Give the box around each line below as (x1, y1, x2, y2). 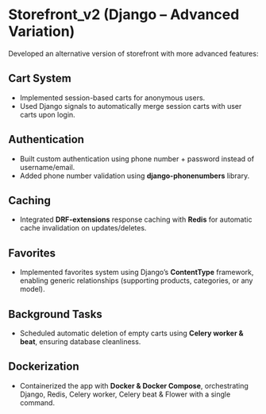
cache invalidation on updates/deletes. (19, 223, 147, 233)
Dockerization (8, 360, 79, 373)
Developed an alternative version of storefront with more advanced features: (8, 48, 259, 58)
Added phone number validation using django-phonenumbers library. (19, 171, 250, 180)
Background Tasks (8, 308, 103, 321)
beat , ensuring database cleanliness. (19, 337, 141, 346)
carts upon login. (19, 110, 75, 119)
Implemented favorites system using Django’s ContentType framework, (19, 268, 254, 277)
